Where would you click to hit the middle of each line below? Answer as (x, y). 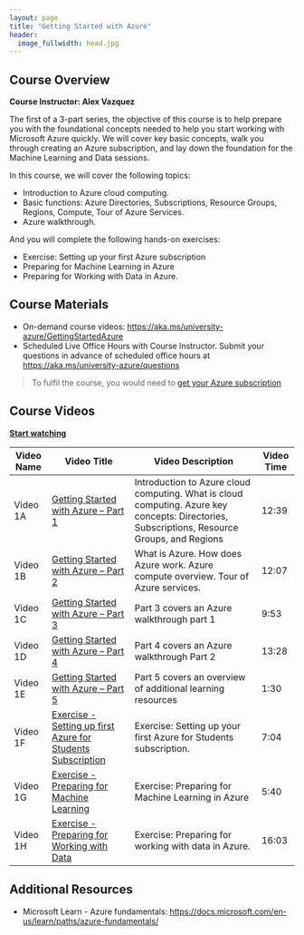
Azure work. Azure (174, 565)
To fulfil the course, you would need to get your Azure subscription (157, 383)
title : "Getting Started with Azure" (81, 26)
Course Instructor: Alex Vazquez (72, 102)
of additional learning (180, 688)
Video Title (89, 461)
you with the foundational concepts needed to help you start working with (147, 129)
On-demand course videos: (74, 326)
